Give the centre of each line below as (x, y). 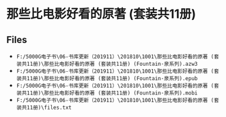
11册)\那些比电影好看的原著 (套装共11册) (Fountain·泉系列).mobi (112, 93)
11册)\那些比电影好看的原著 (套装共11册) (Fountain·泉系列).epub (112, 79)
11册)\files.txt (49, 107)
